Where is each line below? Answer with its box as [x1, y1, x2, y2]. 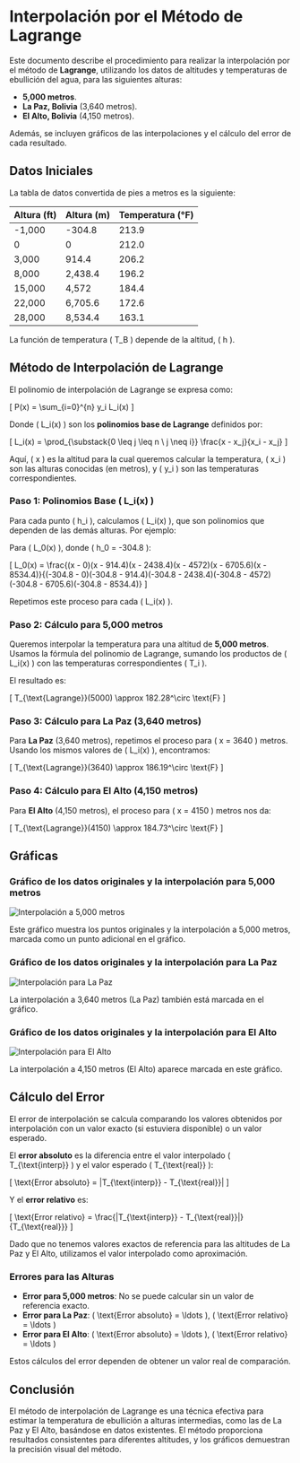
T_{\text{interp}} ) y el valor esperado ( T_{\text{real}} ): [9, 1159, 214, 1170]
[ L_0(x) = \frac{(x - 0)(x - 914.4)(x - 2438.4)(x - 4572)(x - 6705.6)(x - [9, 559, 267, 570]
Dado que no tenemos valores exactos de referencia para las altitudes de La [9, 1238, 291, 1249]
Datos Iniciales [9, 163, 94, 179]
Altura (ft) [13, 208, 57, 221]
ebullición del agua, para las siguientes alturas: [9, 74, 183, 84]
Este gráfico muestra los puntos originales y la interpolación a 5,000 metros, [9, 924, 291, 935]
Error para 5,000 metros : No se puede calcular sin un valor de [21, 1291, 254, 1302]
